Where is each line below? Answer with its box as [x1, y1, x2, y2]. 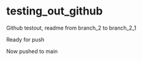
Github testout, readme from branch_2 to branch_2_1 [6, 24, 137, 31]
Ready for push [6, 36, 45, 43]
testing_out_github [6, 4, 103, 18]
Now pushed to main [6, 47, 58, 55]
